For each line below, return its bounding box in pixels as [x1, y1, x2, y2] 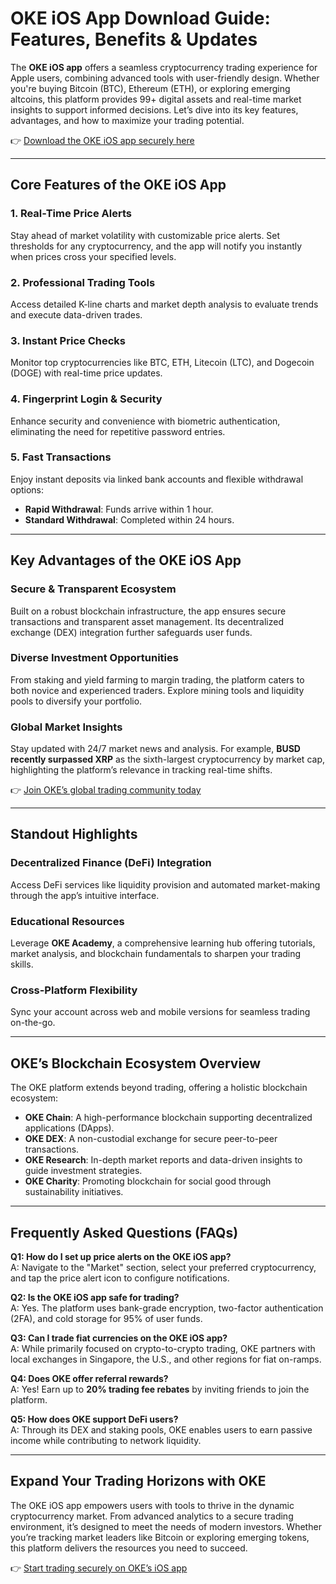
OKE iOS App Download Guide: [10, 7, 271, 30]
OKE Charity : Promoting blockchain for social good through [24, 1175, 272, 1187]
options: [10, 483, 45, 496]
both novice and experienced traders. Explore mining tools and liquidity [10, 684, 305, 696]
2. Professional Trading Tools [10, 275, 156, 289]
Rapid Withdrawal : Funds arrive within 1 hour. [24, 503, 214, 515]
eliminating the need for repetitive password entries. [10, 425, 226, 437]
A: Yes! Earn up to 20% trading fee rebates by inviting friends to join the [10, 1383, 310, 1395]
